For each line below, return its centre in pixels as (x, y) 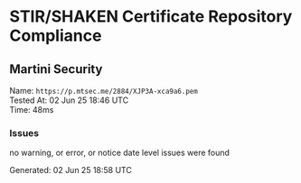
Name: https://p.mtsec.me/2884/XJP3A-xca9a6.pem (104, 91)
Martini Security (56, 69)
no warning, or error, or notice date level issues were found (120, 153)
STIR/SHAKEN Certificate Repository (151, 17)
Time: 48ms (32, 110)
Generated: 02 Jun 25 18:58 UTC (71, 170)
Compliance (56, 36)
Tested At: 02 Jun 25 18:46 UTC (69, 100)
